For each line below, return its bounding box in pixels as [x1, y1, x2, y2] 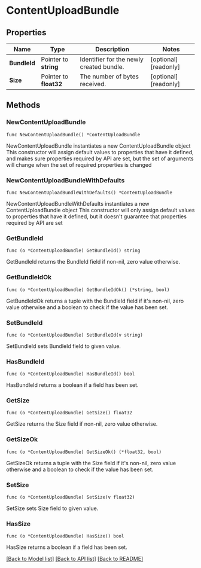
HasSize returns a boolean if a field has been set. [6, 543, 127, 551]
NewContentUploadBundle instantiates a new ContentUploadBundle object [6, 142, 191, 149]
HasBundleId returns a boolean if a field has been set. [6, 381, 139, 389]
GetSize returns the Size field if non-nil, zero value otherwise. [6, 420, 158, 427]
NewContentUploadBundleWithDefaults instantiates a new [6, 200, 150, 207]
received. [80, 80, 106, 88]
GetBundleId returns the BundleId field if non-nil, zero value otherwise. [6, 258, 181, 265]
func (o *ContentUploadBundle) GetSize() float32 [6, 410, 133, 416]
